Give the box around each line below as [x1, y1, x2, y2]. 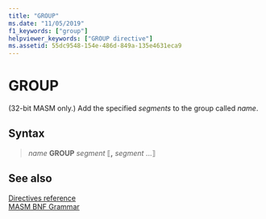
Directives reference [8, 193, 77, 203]
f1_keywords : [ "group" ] [8, 27, 89, 35]
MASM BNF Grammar [8, 201, 81, 211]
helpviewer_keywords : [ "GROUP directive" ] [8, 34, 153, 43]
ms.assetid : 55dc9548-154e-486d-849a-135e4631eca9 [8, 42, 182, 50]
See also [8, 171, 52, 186]
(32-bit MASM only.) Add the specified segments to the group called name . [8, 103, 259, 113]
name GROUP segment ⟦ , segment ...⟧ [27, 148, 156, 158]
